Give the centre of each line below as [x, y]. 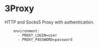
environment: [27, 31]
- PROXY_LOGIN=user [37, 35]
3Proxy [20, 9]
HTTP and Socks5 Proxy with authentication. [49, 22]
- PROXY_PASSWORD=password [45, 40]
